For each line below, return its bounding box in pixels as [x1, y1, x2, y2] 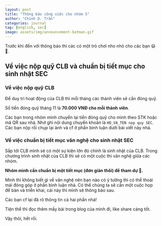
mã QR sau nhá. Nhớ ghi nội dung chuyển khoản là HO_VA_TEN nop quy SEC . [5, 120, 154, 125]
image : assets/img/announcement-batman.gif [5, 30, 94, 35]
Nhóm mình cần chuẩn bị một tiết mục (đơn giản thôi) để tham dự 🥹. [5, 167, 144, 173]
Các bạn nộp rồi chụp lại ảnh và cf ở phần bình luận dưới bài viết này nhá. [5, 124, 151, 130]
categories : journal [5, 20, 47, 26]
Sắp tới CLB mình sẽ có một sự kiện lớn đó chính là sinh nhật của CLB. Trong [5, 148, 158, 154]
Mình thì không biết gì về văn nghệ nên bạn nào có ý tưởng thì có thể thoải [5, 177, 153, 183]
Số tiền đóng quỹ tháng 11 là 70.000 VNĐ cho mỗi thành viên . [5, 105, 129, 111]
